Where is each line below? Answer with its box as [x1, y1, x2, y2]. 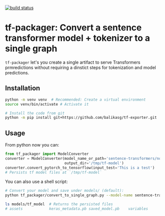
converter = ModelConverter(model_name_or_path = [5, 156, 107, 161]
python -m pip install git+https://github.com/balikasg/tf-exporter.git [5, 115, 157, 120]
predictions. [5, 70, 29, 75]
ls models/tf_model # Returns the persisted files [5, 202, 113, 207]
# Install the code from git [5, 110, 65, 115]
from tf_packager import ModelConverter [5, 151, 89, 157]
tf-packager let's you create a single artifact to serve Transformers [5, 59, 141, 65]
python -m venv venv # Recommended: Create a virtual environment [5, 97, 146, 102]
